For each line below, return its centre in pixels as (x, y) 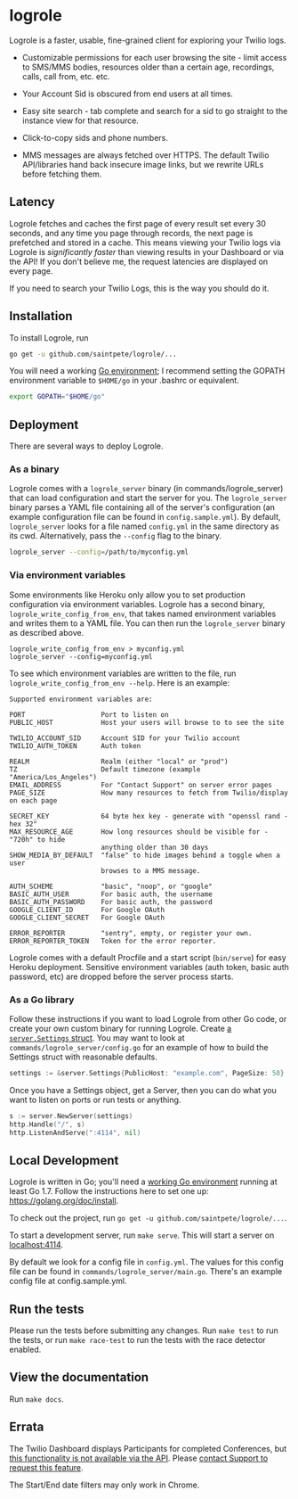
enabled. (25, 1350)
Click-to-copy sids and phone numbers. (95, 137)
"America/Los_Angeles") (53, 777)
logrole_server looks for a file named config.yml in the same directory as (144, 526)
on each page (33, 800)
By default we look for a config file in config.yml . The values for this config (147, 1262)
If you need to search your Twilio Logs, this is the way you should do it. (139, 288)
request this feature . (46, 1467)
